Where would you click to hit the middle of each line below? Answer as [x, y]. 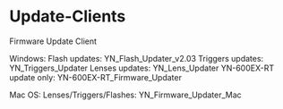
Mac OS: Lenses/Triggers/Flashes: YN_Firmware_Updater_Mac [125, 95]
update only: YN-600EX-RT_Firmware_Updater [95, 77]
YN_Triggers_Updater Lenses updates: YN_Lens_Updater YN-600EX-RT [142, 68]
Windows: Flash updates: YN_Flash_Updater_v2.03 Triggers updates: [137, 58]
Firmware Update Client [53, 41]
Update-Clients [68, 17]
